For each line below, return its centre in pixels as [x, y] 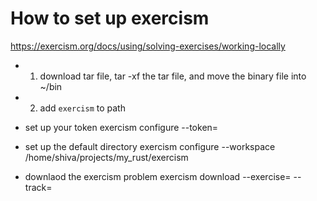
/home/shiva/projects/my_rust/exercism [106, 157]
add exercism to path [82, 108]
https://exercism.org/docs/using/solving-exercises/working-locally [148, 46]
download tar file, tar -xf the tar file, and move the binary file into [173, 76]
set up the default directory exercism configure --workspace [150, 146]
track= [38, 187]
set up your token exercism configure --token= [121, 127]
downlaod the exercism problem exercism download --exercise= [158, 176]
